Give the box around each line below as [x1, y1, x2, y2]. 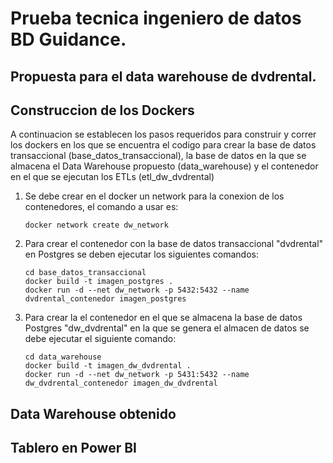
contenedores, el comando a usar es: [24, 201, 179, 213]
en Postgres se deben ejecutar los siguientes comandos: [24, 248, 259, 261]
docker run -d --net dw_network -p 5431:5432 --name [24, 370, 250, 380]
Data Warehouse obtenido [10, 405, 177, 422]
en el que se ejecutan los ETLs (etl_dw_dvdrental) [10, 171, 215, 183]
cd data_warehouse [24, 352, 102, 362]
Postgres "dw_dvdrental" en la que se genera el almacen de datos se [24, 322, 310, 334]
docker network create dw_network [24, 220, 169, 231]
